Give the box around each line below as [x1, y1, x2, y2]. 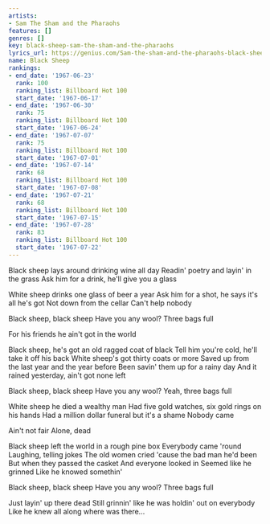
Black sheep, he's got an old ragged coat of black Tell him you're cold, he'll [8, 345, 257, 354]
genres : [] [8, 34, 45, 43]
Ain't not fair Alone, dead [8, 425, 91, 435]
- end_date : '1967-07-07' [8, 131, 95, 139]
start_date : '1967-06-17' [15, 94, 103, 102]
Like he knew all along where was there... [8, 506, 145, 516]
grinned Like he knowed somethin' [8, 467, 123, 477]
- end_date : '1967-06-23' [8, 72, 95, 80]
